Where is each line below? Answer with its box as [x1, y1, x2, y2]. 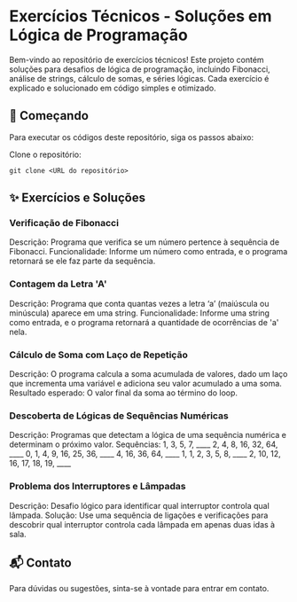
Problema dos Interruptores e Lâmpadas [9, 481, 186, 493]
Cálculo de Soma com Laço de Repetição [9, 348, 188, 361]
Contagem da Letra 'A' [9, 278, 107, 290]
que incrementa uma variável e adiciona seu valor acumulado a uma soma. [9, 379, 282, 389]
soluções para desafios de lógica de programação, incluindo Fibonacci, [9, 64, 270, 74]
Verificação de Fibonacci [9, 217, 120, 230]
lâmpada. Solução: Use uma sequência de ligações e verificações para [9, 510, 269, 520]
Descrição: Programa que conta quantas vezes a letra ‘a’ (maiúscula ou [9, 298, 270, 309]
